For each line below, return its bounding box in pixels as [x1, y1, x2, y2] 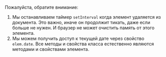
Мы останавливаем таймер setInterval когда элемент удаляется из [12, 14, 161, 20]
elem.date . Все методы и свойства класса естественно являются [12, 41, 154, 47]
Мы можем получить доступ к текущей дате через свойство [12, 35, 145, 41]
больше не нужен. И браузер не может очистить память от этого [12, 25, 155, 31]
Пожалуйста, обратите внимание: [5, 5, 78, 10]
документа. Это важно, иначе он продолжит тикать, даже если [12, 20, 151, 25]
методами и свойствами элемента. [12, 46, 90, 52]
